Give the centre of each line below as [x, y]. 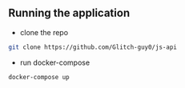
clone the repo [44, 32]
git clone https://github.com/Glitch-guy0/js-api [93, 47]
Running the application [69, 13]
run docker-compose [55, 62]
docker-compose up [39, 77]
